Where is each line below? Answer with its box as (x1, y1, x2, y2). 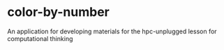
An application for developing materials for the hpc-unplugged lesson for (7, 27, 218, 35)
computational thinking (7, 34, 73, 42)
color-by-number (7, 4, 110, 20)
